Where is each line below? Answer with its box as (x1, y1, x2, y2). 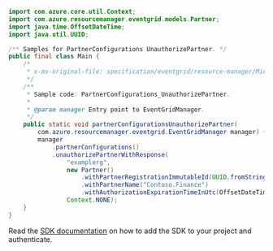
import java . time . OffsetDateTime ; (8, 23, 126, 31)
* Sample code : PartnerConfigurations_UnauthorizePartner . (26, 90, 231, 98)
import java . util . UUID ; (8, 30, 89, 38)
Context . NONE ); (66, 196, 118, 204)
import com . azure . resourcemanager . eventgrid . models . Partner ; (8, 15, 220, 24)
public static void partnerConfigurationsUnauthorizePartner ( (23, 120, 238, 129)
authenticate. (8, 234, 53, 244)
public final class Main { (8, 53, 100, 61)
